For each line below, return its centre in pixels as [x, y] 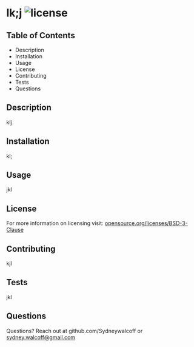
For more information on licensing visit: [55, 223]
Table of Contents [41, 35]
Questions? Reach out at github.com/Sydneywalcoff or [75, 331]
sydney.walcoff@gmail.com [41, 337]
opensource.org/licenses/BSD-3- [146, 223]
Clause [15, 230]
